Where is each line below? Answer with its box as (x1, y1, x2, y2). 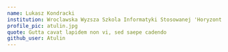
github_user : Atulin (7, 35, 66, 42)
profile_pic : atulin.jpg (7, 22, 78, 29)
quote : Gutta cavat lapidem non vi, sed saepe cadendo (7, 28, 167, 36)
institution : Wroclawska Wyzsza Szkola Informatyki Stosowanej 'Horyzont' (7, 16, 225, 23)
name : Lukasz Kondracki (7, 9, 75, 17)
